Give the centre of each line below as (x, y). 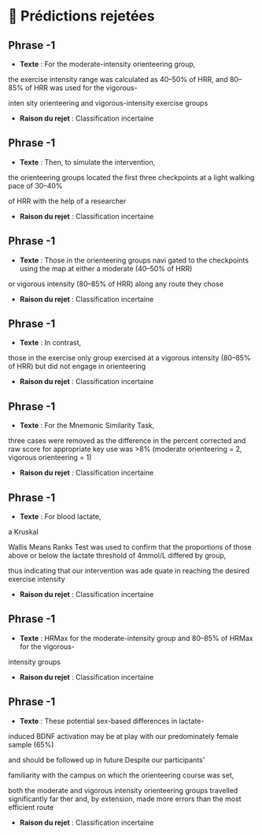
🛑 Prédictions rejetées (81, 16)
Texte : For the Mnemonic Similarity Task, (87, 426)
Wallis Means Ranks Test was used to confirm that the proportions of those (130, 547)
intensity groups (35, 662)
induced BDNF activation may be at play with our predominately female (123, 736)
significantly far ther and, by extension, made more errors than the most (125, 799)
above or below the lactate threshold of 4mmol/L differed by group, (117, 556)
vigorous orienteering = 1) (50, 457)
